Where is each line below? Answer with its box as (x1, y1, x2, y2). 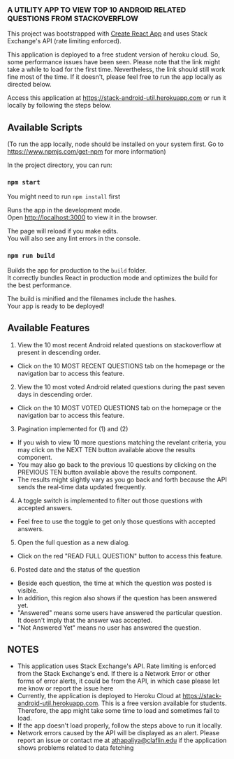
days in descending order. (17, 390, 93, 398)
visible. (17, 586, 38, 595)
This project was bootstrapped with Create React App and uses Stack (7, 29, 208, 38)
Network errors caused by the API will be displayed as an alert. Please (17, 729, 220, 737)
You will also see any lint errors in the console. (7, 234, 141, 243)
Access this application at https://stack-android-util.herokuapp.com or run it (7, 94, 226, 102)
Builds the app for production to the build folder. (7, 266, 147, 274)
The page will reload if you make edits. (7, 227, 119, 236)
